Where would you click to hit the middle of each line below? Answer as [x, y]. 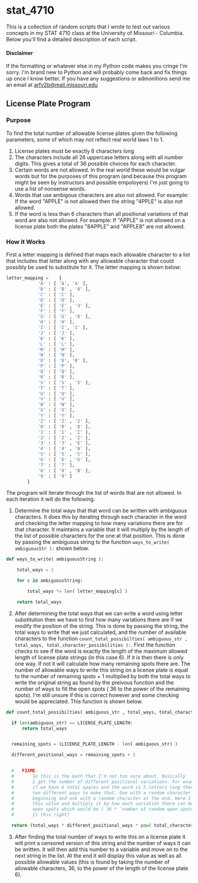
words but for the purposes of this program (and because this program [101, 176]
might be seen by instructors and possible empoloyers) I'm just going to [102, 182]
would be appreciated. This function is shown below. [79, 701]
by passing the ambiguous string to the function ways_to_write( [92, 542]
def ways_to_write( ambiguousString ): [55, 559]
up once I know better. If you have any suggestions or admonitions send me [98, 79]
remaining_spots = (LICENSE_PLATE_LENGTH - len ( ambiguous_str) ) [95, 744]
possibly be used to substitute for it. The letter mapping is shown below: [94, 268]
